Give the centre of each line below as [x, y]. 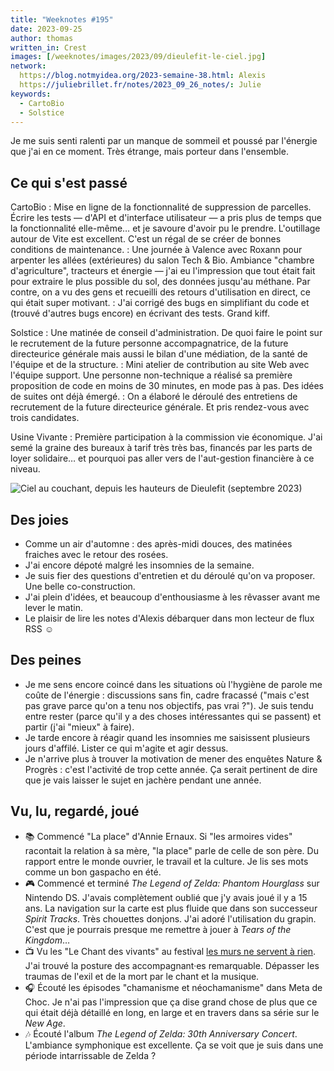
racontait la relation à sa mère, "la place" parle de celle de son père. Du [171, 850]
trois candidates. [45, 418]
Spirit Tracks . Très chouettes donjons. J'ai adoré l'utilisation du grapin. [170, 918]
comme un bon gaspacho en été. [93, 872]
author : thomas [42, 38]
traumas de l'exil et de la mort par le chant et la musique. [142, 976]
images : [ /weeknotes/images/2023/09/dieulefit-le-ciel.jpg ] [138, 57]
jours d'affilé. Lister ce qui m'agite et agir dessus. [126, 748]
